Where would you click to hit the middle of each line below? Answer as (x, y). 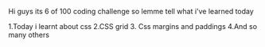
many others (29, 35)
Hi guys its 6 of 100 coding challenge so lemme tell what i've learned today (131, 11)
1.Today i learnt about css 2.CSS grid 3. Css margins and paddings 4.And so (132, 26)
